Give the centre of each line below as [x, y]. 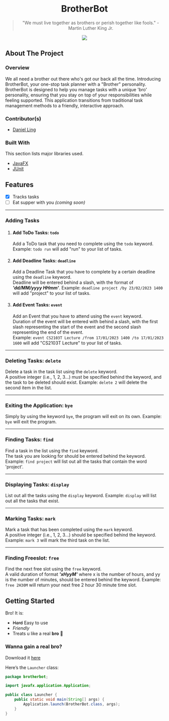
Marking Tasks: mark [30, 518]
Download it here [23, 657]
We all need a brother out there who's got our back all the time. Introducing [83, 79]
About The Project [34, 53]
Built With [18, 143]
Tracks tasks [26, 197]
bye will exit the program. [31, 422]
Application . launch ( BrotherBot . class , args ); [72, 704]
